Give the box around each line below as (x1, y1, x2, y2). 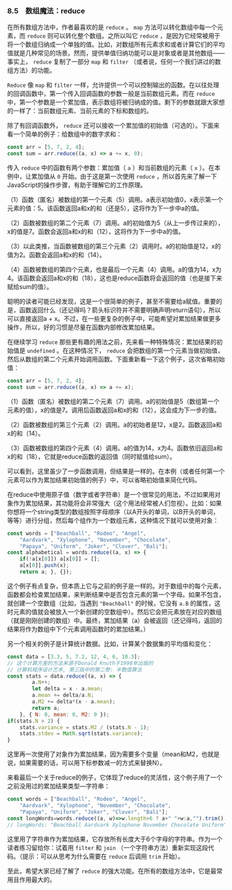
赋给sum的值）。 (7, 283, 53, 291)
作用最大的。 (19, 875, 56, 884)
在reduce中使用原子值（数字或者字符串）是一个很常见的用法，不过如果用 (7, 490, 215, 498)
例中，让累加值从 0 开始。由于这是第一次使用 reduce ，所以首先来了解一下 (7, 172, 217, 181)
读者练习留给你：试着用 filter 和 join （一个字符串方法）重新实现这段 (7, 843, 209, 851)
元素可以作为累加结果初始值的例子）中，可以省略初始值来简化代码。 (7, 475, 201, 484)
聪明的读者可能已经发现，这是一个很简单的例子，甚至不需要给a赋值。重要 (7, 297, 216, 306)
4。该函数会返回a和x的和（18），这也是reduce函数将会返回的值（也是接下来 (7, 274, 223, 282)
